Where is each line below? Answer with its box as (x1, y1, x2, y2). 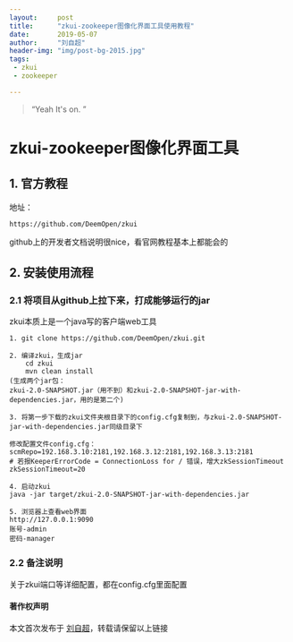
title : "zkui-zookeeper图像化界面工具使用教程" (9, 21, 195, 30)
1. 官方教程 (9, 176, 69, 192)
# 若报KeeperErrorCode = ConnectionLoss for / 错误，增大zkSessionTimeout (9, 458, 284, 467)
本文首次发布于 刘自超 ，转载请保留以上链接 (9, 622, 168, 633)
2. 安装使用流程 (9, 265, 94, 280)
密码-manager (9, 535, 55, 544)
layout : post (9, 13, 74, 22)
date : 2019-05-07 (9, 30, 98, 39)
